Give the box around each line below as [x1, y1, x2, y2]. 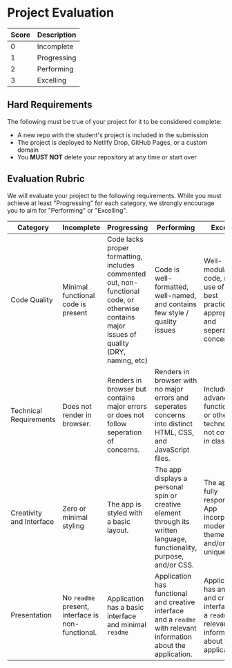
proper [106, 243, 129, 252]
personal [154, 482, 184, 491]
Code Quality [10, 295, 53, 304]
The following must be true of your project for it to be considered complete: [7, 117, 222, 125]
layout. [106, 525, 129, 535]
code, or [106, 295, 135, 304]
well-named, [154, 290, 197, 300]
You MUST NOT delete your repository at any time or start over [17, 152, 197, 161]
